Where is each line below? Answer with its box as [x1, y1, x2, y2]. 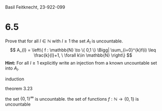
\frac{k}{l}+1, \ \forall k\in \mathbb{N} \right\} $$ [34, 52, 132, 58]
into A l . [5, 65, 19, 72]
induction [5, 76, 25, 82]
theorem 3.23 [5, 85, 33, 91]
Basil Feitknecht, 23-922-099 [5, 4, 65, 10]
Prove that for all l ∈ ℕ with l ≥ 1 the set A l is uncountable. [5, 38, 123, 45]
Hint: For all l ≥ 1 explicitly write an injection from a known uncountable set [5, 60, 157, 66]
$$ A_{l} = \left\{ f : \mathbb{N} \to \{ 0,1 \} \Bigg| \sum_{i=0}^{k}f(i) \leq [9, 47, 157, 53]
